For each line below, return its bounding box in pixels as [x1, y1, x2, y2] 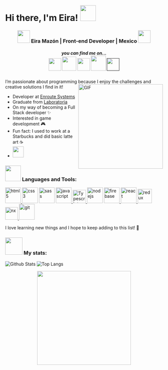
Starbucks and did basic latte [12, 133, 73, 140]
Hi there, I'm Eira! [5, 13, 78, 24]
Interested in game [12, 115, 51, 121]
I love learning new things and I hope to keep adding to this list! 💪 [5, 225, 139, 231]
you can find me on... [61, 50, 107, 56]
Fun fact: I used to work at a [12, 128, 70, 134]
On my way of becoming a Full [12, 104, 75, 110]
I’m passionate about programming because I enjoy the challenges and [5, 79, 151, 85]
